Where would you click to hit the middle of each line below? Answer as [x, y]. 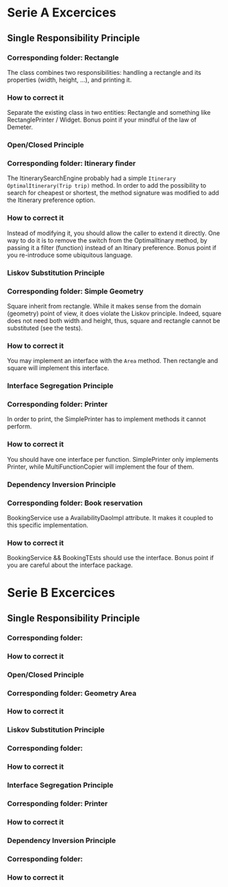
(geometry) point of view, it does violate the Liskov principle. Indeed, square [114, 313]
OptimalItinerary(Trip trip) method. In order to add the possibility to [107, 186]
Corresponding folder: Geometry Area [72, 693]
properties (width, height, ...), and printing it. [69, 80]
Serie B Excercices [61, 593]
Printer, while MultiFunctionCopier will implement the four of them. [101, 467]
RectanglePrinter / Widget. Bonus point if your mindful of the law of [102, 120]
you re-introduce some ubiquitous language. [70, 255]
